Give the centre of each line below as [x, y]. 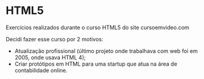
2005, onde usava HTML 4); [50, 57]
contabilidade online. [41, 70]
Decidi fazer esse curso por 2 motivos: [55, 39]
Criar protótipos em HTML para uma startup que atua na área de [96, 64]
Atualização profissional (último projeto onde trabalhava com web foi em [106, 51]
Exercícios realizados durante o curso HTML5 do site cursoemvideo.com [97, 27]
